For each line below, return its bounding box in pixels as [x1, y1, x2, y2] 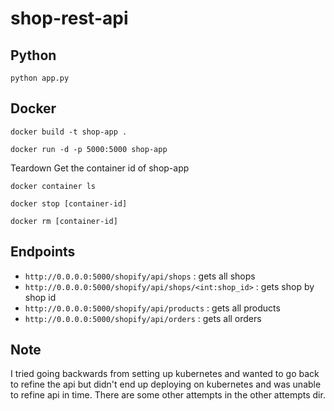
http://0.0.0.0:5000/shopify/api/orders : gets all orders [24, 312, 262, 324]
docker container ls [10, 181, 97, 191]
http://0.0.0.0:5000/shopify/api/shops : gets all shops [24, 270, 256, 282]
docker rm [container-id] [10, 216, 118, 226]
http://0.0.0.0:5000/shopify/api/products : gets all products [24, 302, 281, 314]
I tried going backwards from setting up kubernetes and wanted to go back [10, 368, 320, 380]
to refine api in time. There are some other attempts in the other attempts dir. [10, 389, 326, 401]
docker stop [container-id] [10, 198, 128, 209]
